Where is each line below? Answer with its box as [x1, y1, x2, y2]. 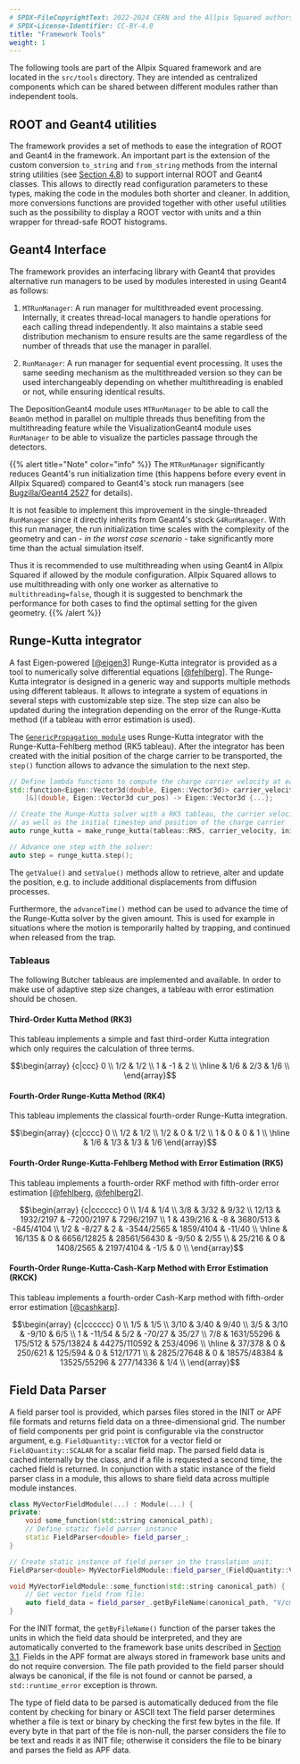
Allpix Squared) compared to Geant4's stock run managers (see [9, 477, 245, 488]
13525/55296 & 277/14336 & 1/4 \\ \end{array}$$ [59, 1357, 241, 1367]
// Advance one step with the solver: [9, 842, 154, 852]
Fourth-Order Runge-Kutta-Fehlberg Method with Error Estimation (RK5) [9, 1157, 284, 1168]
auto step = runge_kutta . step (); [9, 851, 134, 860]
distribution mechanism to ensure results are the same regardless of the [21, 331, 287, 341]
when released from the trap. [9, 931, 117, 943]
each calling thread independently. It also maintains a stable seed [21, 321, 263, 332]
